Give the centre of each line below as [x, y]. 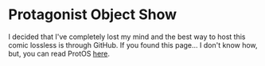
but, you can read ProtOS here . [59, 53]
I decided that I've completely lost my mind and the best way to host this [127, 37]
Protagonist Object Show [93, 15]
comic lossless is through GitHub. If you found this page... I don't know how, [133, 45]
